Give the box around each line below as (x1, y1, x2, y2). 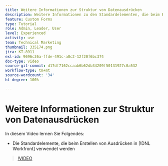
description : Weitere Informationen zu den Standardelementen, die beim (5, 12, 160, 17)
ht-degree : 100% (5, 77, 39, 82)
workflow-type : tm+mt (5, 68, 50, 73)
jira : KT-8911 (5, 49, 35, 54)
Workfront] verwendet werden (12, 145, 75, 151)
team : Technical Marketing (5, 40, 61, 45)
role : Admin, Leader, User (5, 26, 61, 31)
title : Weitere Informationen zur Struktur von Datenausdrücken (5, 7, 142, 13)
